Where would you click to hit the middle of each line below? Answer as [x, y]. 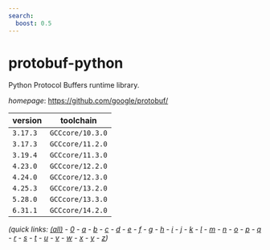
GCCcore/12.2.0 [78, 166]
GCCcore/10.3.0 [78, 133]
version [27, 121]
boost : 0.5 [34, 23]
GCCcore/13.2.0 [78, 189]
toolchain [79, 121]
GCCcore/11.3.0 [78, 155]
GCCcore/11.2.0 [78, 144]
